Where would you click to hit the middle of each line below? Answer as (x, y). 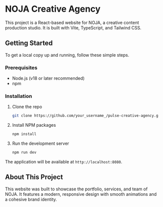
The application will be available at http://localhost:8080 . (64, 161)
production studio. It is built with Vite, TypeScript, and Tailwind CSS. (73, 27)
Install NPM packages (34, 125)
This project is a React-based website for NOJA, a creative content (72, 23)
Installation (19, 96)
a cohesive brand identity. (31, 199)
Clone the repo (27, 107)
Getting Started (29, 43)
